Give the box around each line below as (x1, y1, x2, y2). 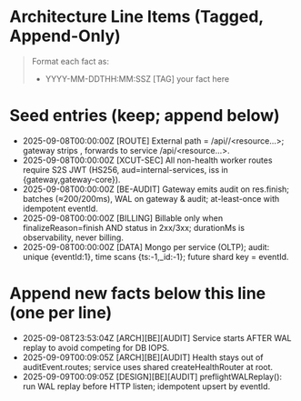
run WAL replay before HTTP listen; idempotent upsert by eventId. (22, 380, 271, 392)
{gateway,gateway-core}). (22, 174, 121, 185)
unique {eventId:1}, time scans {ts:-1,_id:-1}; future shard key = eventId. (22, 251, 289, 262)
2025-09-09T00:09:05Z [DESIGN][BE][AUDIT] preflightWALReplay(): (22, 371, 283, 382)
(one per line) (9, 303, 113, 324)
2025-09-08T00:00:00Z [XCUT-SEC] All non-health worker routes (22, 155, 273, 165)
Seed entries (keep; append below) (9, 105, 280, 126)
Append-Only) (9, 25, 121, 46)
